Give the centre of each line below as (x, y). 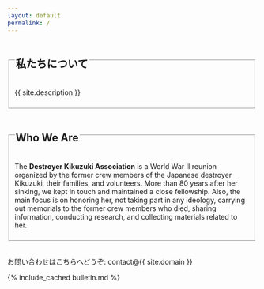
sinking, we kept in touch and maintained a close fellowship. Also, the (128, 191)
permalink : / (29, 23)
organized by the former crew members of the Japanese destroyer (123, 175)
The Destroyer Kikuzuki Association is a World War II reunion (116, 166)
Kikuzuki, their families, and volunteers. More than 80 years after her (126, 183)
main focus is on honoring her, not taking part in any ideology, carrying (130, 200)
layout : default (34, 15)
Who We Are (47, 138)
